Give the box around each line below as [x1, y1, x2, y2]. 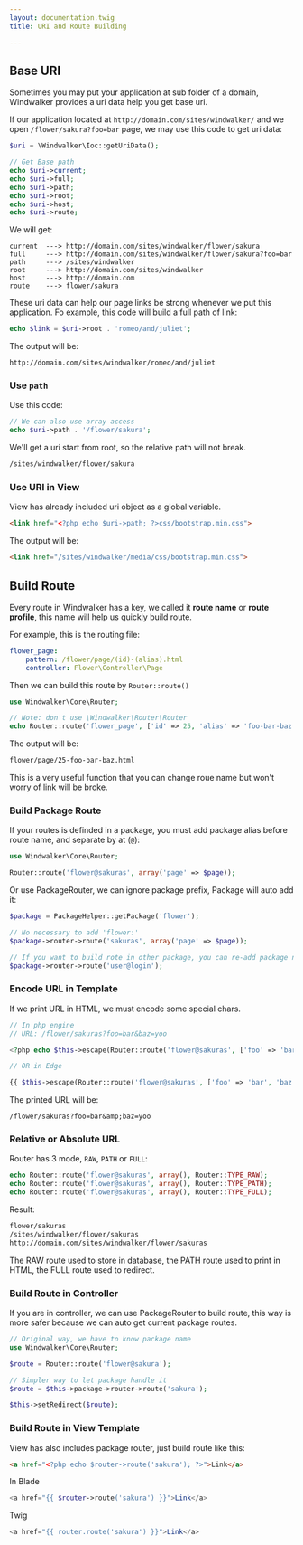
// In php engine [9, 1020, 75, 1029]
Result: [9, 1204, 35, 1215]
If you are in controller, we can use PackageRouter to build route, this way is [9, 1308, 291, 1319]
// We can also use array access [9, 417, 135, 426]
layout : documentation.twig [9, 13, 115, 23]
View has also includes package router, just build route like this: [9, 1442, 245, 1453]
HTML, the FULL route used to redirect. [9, 1264, 155, 1275]
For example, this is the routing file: [9, 629, 140, 640]
